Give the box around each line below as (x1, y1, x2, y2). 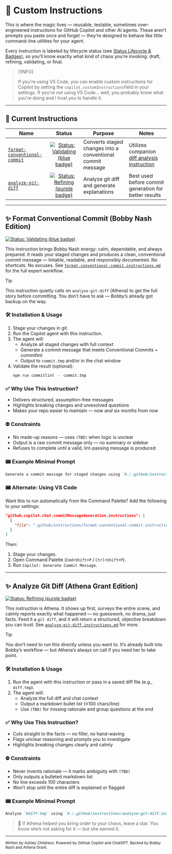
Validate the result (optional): (12, 363, 74, 369)
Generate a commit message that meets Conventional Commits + (20, 347, 158, 353)
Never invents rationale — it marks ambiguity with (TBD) (12, 768, 131, 774)
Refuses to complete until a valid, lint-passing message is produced (12, 445, 156, 451)
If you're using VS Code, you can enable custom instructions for (17, 78, 154, 84)
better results (128, 191, 161, 199)
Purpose (93, 130, 114, 137)
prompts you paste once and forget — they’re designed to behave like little (5, 32, 163, 38)
